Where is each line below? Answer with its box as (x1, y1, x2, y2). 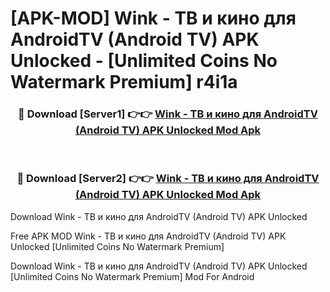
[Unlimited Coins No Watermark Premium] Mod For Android (10, 270, 255, 282)
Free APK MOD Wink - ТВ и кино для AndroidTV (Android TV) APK (10, 230, 287, 242)
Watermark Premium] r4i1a (10, 71, 238, 94)
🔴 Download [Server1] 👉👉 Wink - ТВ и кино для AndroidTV (18, 107, 318, 121)
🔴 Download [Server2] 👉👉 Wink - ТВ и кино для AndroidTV (16, 172, 320, 186)
